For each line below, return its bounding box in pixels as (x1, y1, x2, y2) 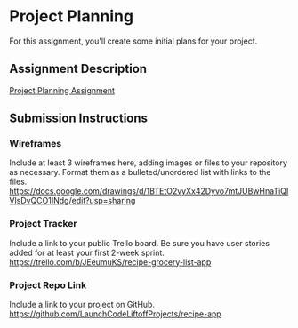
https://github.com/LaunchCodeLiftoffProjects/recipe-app (9, 308, 222, 319)
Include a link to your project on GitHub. (9, 300, 156, 310)
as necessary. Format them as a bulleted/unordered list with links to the (9, 167, 271, 178)
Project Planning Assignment (9, 84, 116, 95)
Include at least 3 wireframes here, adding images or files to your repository (9, 157, 287, 168)
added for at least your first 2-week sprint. (9, 247, 165, 258)
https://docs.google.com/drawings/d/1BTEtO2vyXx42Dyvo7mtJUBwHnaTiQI (9, 186, 289, 196)
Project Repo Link (9, 278, 87, 291)
